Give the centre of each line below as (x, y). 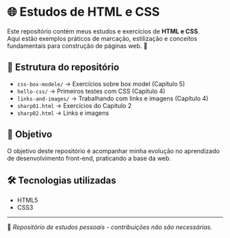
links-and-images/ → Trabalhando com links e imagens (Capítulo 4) (113, 98)
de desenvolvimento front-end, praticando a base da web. (89, 158)
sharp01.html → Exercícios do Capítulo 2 (74, 105)
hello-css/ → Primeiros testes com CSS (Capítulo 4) (91, 91)
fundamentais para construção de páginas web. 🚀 (78, 46)
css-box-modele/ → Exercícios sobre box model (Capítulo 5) (101, 83)
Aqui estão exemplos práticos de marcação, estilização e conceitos (102, 38)
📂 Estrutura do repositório (63, 67)
